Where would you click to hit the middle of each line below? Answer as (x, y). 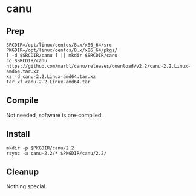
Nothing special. (27, 186)
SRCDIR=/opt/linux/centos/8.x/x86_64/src (59, 45)
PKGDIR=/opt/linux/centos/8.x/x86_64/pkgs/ (62, 50)
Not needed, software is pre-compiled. (54, 115)
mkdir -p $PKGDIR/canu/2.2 (40, 148)
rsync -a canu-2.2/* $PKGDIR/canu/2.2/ (57, 153)
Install (18, 134)
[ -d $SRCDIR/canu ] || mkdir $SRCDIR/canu (62, 56)
